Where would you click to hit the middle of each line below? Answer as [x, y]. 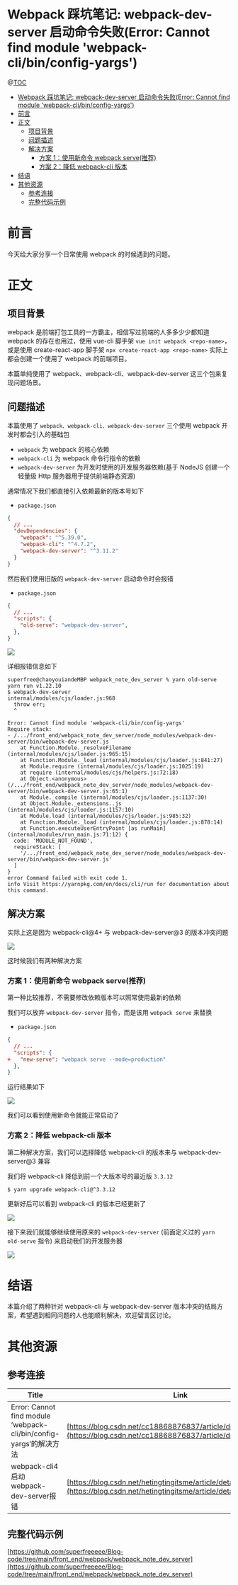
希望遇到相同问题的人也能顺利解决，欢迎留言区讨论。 [97, 1315]
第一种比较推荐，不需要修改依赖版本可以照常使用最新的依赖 [94, 998]
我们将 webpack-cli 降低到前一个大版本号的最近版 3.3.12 [90, 1176]
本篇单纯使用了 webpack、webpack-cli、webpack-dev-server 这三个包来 [114, 373]
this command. [28, 890]
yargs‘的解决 [32, 1444]
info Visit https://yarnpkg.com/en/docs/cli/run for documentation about [119, 884]
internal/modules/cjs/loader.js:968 [61, 698]
